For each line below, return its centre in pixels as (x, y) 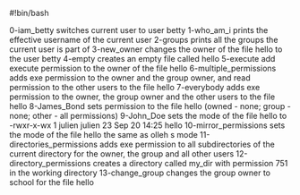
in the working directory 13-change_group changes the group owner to (140, 173)
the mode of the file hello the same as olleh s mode (104, 135)
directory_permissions (50, 163)
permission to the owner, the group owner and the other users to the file (142, 97)
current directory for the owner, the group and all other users (122, 154)
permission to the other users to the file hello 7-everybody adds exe (135, 87)
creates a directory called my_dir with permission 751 (190, 163)
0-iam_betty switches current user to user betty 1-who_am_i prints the (139, 30)
